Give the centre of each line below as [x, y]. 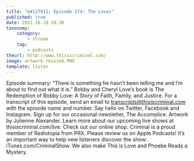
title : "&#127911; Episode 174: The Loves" [60, 11]
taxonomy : [18, 28]
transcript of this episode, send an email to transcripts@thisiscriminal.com [96, 102]
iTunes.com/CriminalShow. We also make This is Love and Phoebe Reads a [97, 146]
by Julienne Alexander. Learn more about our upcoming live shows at [90, 121]
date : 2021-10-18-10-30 [35, 22]
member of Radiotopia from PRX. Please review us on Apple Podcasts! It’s [96, 133]
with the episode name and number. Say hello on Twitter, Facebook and [93, 108]
